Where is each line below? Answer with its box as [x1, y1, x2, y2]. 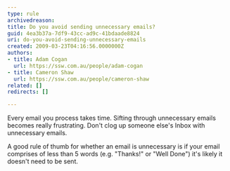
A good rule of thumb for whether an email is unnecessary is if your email [7, 142, 220, 151]
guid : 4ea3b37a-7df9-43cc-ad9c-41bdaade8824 [7, 29, 140, 37]
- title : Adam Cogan [7, 56, 68, 63]
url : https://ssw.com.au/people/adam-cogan [13, 62, 143, 69]
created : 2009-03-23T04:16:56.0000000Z [7, 43, 124, 50]
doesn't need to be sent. [7, 157, 79, 165]
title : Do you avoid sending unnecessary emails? [7, 23, 156, 30]
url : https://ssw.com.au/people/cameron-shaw [13, 75, 150, 83]
